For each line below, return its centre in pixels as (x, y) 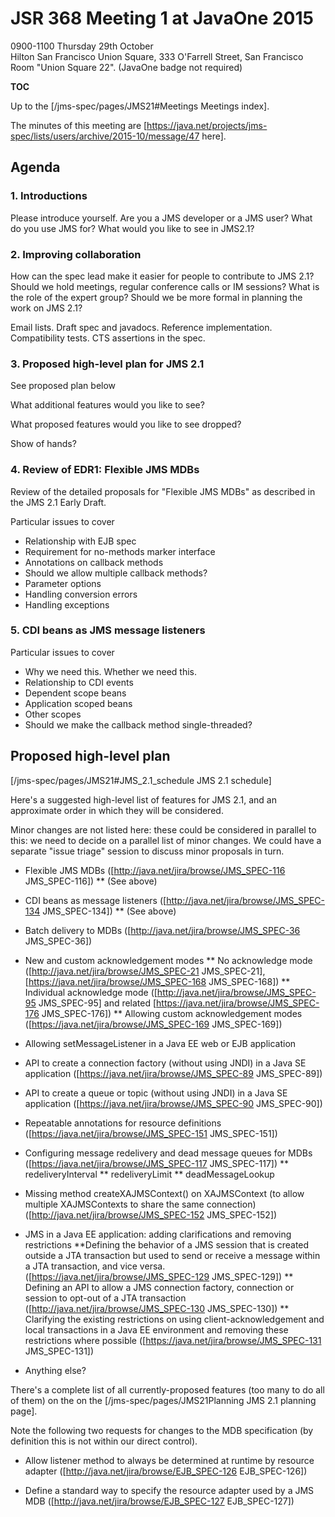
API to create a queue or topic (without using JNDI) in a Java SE (156, 1093)
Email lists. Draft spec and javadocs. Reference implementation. (141, 327)
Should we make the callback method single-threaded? (138, 724)
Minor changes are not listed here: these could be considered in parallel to (163, 829)
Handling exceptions (67, 604)
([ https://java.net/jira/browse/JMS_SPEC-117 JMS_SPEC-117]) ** (156, 1163)
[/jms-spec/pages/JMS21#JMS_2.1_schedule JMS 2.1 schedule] (141, 780)
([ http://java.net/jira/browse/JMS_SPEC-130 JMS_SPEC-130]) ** (157, 1308)
